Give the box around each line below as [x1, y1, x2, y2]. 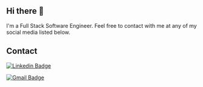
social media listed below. [6, 28, 71, 36]
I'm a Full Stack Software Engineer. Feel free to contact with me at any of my [6, 22, 197, 29]
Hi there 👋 [6, 6, 44, 16]
